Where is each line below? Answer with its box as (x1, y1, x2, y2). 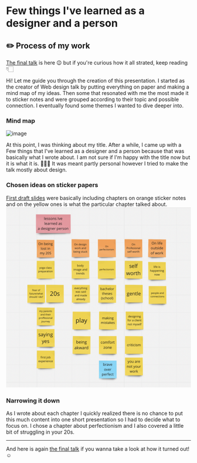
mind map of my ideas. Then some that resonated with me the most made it (6, 90, 189, 96)
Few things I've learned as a (6, 4, 145, 18)
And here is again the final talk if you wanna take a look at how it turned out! (6, 445, 189, 452)
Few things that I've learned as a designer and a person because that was (6, 148, 185, 155)
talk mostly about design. (6, 166, 67, 174)
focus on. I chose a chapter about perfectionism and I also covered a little (6, 423, 184, 430)
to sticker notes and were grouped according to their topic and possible (6, 96, 179, 103)
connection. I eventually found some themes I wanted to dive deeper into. (6, 102, 184, 109)
